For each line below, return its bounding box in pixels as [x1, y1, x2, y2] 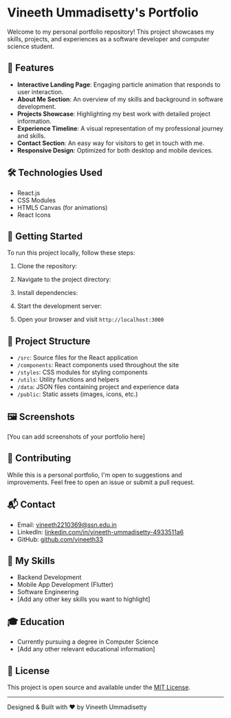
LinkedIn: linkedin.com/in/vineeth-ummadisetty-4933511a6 [16, 527, 184, 536]
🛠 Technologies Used [7, 167, 103, 179]
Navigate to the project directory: [16, 275, 111, 283]
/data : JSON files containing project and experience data [16, 383, 179, 391]
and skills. [16, 131, 46, 140]
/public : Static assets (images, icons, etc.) [16, 390, 138, 398]
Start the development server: [16, 302, 102, 310]
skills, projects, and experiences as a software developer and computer [7, 34, 210, 43]
